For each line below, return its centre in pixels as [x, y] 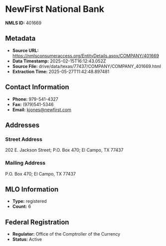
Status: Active [27, 240]
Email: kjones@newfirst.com [42, 110]
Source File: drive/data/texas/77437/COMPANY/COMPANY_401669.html [87, 66]
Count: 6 [22, 206]
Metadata [20, 38]
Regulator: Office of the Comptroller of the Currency [66, 234]
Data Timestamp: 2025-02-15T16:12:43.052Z [59, 61]
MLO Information [32, 189]
